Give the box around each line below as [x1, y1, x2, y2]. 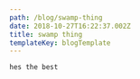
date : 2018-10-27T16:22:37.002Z [9, 22, 131, 31]
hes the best [9, 63, 59, 72]
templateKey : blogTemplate [9, 38, 111, 48]
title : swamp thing [9, 30, 83, 39]
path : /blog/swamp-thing [9, 13, 103, 22]
